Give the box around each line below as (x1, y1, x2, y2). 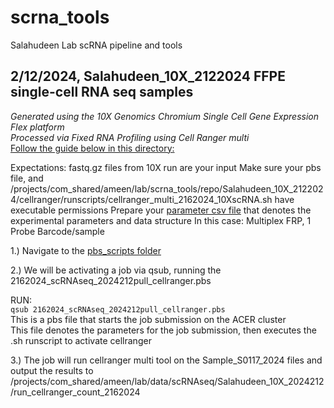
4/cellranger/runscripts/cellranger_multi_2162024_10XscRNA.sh (10, 193, 273, 205)
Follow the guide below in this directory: (10, 142, 175, 154)
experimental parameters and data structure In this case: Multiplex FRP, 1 (10, 214, 312, 226)
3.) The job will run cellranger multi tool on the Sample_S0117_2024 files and (10, 354, 323, 366)
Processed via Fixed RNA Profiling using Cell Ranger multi (10, 131, 250, 143)
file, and (10, 172, 44, 184)
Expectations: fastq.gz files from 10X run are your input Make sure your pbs (10, 161, 322, 173)
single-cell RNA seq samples (10, 84, 194, 101)
